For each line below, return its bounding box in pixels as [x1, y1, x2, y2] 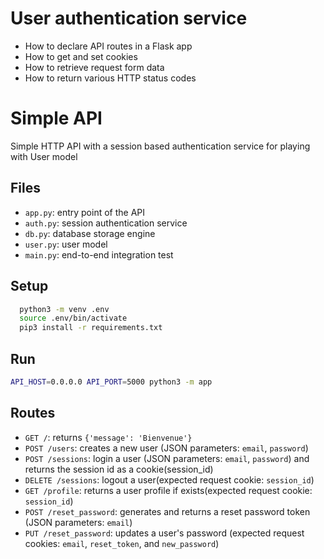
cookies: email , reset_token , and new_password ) [24, 537, 220, 549]
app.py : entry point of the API [24, 206, 146, 218]
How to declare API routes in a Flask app [24, 40, 193, 52]
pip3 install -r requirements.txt [19, 323, 163, 333]
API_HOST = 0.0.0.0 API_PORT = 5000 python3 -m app [10, 377, 213, 387]
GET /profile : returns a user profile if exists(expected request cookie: [24, 484, 313, 496]
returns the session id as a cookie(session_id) [24, 463, 214, 475]
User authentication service [10, 7, 248, 30]
